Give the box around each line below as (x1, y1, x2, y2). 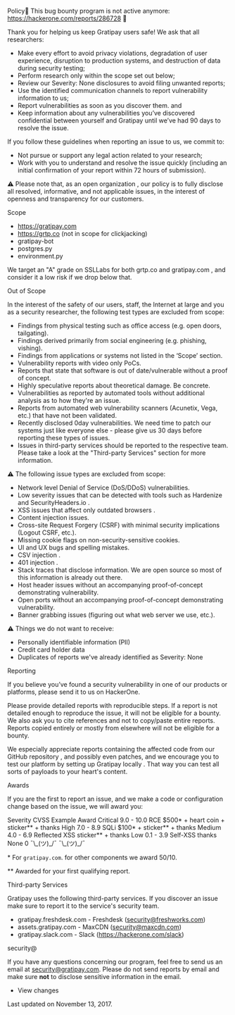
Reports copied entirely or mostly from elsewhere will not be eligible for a (7, 724, 220, 732)
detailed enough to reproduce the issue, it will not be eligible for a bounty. (7, 709, 222, 717)
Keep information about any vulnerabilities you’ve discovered (17, 109, 196, 117)
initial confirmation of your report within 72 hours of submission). (17, 166, 206, 174)
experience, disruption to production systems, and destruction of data (17, 56, 221, 65)
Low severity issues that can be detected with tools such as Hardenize (17, 491, 223, 499)
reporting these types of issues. (17, 434, 110, 442)
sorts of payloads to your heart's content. (7, 768, 128, 776)
